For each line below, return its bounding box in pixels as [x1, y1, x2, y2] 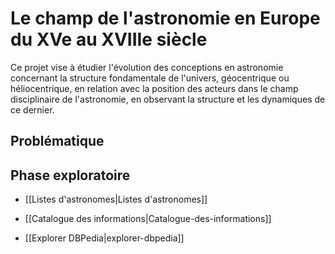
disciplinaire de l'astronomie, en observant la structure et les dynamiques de [10, 93, 326, 105]
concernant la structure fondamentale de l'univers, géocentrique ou [10, 72, 290, 84]
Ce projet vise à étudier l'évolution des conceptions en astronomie [10, 61, 284, 73]
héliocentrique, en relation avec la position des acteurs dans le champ [10, 82, 299, 94]
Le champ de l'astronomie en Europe [10, 7, 321, 30]
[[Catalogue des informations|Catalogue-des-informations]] [24, 213, 272, 225]
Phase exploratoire [10, 167, 131, 184]
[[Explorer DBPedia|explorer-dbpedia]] [24, 232, 185, 244]
